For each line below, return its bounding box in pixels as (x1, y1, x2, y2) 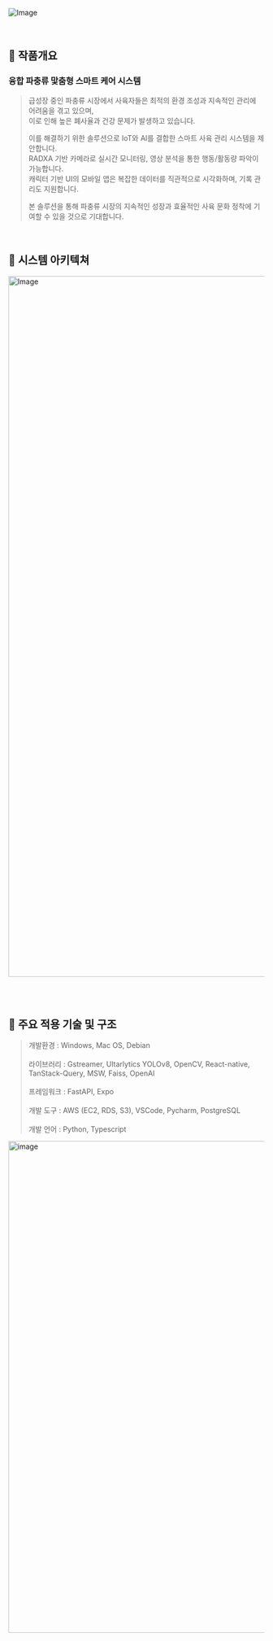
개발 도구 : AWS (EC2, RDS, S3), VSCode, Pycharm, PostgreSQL (28, 1106, 241, 1115)
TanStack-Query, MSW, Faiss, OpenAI (28, 1068, 155, 1078)
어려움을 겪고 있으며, (28, 106, 94, 116)
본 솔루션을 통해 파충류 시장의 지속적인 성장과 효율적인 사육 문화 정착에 (28, 201, 252, 211)
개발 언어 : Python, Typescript (28, 1124, 127, 1134)
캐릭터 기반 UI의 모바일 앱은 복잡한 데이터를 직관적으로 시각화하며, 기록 (28, 173, 253, 183)
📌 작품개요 (8, 49, 58, 63)
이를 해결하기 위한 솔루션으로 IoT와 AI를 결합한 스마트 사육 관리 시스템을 (28, 133, 256, 142)
